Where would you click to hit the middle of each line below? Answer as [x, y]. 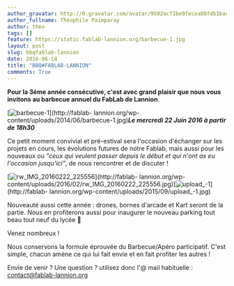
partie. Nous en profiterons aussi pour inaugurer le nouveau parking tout [111, 212]
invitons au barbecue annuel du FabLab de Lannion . [84, 99]
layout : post [26, 46]
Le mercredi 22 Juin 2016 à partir [177, 120]
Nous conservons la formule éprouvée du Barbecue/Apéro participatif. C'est [117, 246]
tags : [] [20, 33]
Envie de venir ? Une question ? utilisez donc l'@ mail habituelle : [100, 267]
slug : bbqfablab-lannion [43, 53]
